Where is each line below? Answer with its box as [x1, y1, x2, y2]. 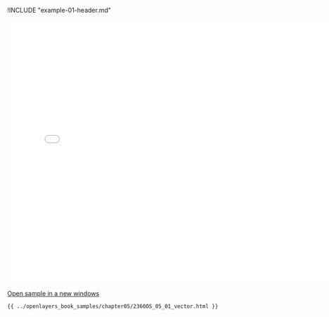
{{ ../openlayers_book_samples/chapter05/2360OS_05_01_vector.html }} [7, 303, 219, 310]
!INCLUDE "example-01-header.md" [7, 6, 111, 14]
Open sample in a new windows [7, 290, 100, 297]
